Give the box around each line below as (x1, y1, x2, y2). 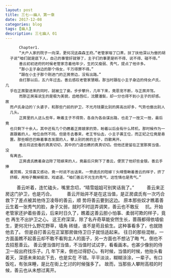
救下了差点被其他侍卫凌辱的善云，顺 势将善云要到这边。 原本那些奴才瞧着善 (5, 197, 164, 203)
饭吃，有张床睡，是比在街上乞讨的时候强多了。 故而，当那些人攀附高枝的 (5, 261, 158, 267)
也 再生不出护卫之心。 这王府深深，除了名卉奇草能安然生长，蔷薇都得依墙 (5, 216, 159, 222)
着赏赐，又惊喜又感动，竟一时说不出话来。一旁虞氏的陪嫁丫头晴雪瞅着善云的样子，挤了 (10, 170, 165, 175)
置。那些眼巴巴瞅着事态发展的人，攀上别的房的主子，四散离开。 (10, 137, 124, 142)
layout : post (5, 7, 33, 13)
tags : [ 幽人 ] (5, 26, 32, 32)
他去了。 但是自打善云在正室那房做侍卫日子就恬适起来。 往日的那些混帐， (5, 229, 159, 235)
